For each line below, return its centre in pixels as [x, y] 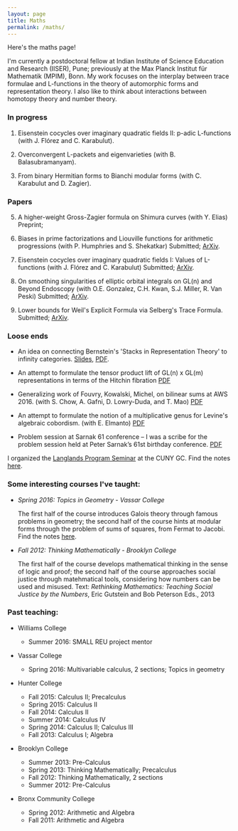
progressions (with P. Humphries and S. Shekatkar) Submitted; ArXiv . [119, 245]
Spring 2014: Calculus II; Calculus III [81, 727]
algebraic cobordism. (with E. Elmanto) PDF [81, 423]
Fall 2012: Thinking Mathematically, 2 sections [96, 777]
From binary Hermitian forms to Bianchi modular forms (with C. [109, 176]
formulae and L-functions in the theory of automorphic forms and [103, 84]
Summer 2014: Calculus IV [67, 719]
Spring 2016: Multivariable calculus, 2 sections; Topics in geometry [126, 669]
